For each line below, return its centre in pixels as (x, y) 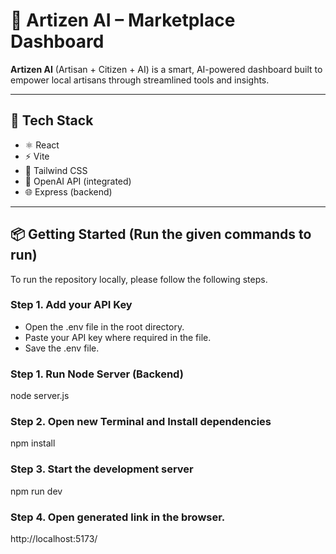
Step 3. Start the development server (102, 469)
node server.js (40, 396)
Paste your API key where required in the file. (118, 337)
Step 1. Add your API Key (71, 305)
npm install (33, 443)
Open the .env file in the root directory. (104, 326)
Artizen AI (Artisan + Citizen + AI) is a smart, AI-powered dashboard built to (166, 69)
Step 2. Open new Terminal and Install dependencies (141, 422)
